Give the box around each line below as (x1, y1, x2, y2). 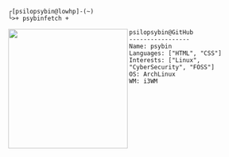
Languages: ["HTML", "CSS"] (129, 49, 223, 57)
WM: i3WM (129, 77, 158, 85)
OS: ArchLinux (129, 70, 177, 78)
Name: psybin (129, 42, 173, 50)
